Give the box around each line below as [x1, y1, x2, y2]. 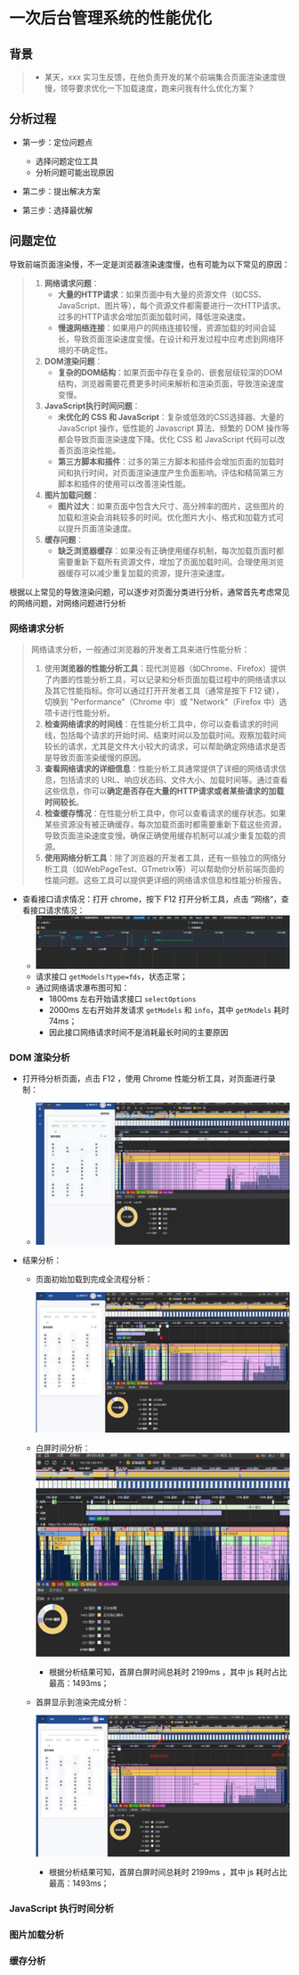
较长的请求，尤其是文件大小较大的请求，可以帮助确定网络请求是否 [44, 741, 287, 752]
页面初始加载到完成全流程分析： [35, 1273, 153, 1284]
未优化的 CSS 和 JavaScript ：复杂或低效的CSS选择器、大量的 [57, 411, 285, 422]
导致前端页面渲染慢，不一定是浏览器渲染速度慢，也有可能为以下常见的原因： [9, 259, 290, 269]
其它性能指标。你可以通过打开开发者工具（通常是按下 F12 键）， [52, 685, 284, 695]
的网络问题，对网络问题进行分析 [9, 597, 126, 608]
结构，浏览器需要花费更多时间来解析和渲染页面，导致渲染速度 [57, 378, 285, 389]
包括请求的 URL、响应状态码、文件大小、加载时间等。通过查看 [60, 774, 288, 785]
